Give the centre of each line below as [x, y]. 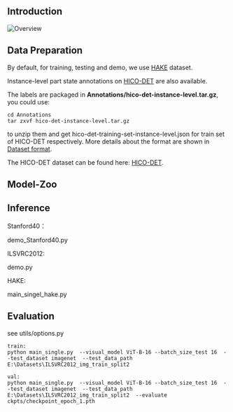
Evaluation [31, 316]
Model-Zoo [32, 185]
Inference [29, 208]
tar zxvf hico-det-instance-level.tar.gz [69, 121]
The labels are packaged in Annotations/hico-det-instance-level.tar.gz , [113, 95]
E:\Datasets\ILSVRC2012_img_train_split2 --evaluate [87, 395]
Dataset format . [30, 149]
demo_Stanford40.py [38, 240]
